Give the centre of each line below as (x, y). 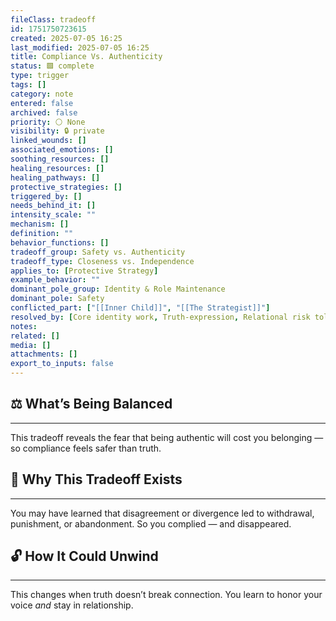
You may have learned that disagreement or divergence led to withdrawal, (162, 513)
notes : (24, 326)
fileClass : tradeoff (53, 19)
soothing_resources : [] (60, 159)
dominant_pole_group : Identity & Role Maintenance (118, 289)
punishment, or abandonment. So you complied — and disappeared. (151, 523)
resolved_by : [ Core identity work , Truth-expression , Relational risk (160, 317)
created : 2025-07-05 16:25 (66, 38)
